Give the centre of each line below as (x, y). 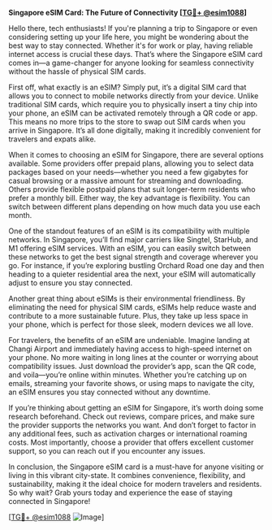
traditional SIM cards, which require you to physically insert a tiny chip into (133, 104)
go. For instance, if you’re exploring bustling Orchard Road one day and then (136, 265)
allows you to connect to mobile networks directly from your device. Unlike (134, 96)
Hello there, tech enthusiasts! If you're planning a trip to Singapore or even (133, 28)
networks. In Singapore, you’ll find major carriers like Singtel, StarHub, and (133, 239)
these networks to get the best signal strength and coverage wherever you (133, 257)
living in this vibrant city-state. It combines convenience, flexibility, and (127, 475)
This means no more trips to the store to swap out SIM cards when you (127, 122)
